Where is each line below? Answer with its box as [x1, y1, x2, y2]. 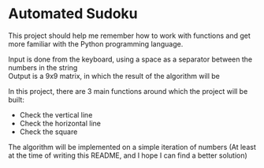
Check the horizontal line [19, 118, 101, 128]
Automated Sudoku [8, 5, 138, 23]
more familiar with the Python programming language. [8, 39, 184, 48]
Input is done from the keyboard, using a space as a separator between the [8, 54, 253, 64]
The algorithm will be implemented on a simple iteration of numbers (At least [8, 142, 256, 151]
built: [8, 95, 25, 104]
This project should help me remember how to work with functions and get [8, 31, 251, 40]
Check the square [19, 127, 78, 136]
